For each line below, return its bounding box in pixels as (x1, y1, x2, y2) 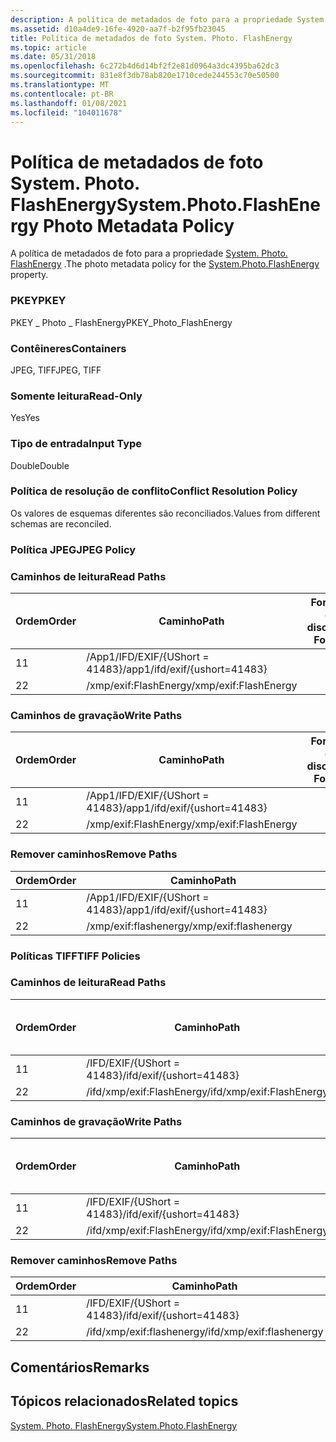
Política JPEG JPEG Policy (10, 542, 137, 556)
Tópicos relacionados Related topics (10, 1393, 239, 1410)
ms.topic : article (10, 42, 87, 53)
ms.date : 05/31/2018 (10, 52, 97, 62)
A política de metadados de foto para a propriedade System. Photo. (10, 247, 288, 260)
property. (10, 269, 49, 281)
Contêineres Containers (10, 341, 127, 355)
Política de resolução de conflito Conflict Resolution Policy (10, 484, 298, 498)
